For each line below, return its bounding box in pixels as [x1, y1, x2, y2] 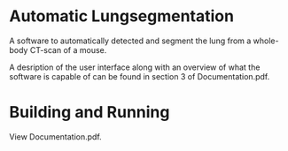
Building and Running [9, 102, 170, 123]
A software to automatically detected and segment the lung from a [9, 35, 252, 46]
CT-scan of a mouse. [29, 44, 107, 55]
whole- [253, 35, 279, 46]
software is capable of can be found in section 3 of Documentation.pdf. [9, 71, 270, 81]
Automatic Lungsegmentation [9, 6, 235, 26]
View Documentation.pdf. [9, 131, 102, 142]
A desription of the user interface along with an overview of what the [9, 62, 261, 72]
